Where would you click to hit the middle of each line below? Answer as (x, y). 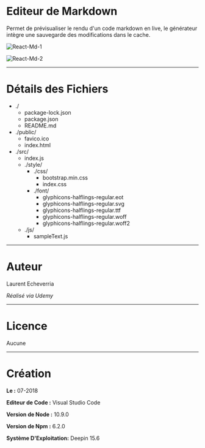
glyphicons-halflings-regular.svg (84, 203)
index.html (37, 145)
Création (29, 374)
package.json (41, 119)
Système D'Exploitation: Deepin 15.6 (53, 438)
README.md (40, 125)
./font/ (41, 191)
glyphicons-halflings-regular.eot (83, 197)
